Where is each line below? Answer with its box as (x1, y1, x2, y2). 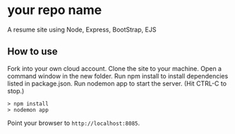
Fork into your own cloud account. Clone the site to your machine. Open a (7, 64, 222, 72)
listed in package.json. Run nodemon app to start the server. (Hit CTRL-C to (7, 79, 227, 88)
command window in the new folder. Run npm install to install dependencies (7, 72, 229, 80)
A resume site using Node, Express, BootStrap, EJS (7, 25, 157, 34)
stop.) (7, 86, 25, 95)
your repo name (7, 2, 102, 18)
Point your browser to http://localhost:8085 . (7, 119, 140, 127)
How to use (7, 46, 58, 58)
